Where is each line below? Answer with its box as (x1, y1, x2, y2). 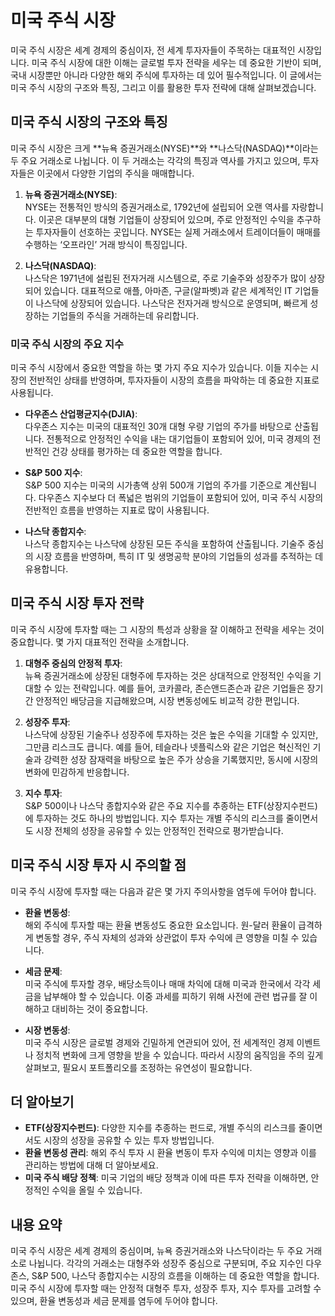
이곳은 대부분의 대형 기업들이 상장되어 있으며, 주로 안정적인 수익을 (38, 213, 295, 225)
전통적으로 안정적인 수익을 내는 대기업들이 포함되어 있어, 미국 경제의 (46, 433, 311, 445)
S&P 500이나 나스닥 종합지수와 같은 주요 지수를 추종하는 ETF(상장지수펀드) (24, 799, 318, 811)
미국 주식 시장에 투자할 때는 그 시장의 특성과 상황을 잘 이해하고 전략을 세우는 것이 (10, 623, 325, 635)
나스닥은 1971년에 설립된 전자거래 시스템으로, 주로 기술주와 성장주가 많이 (24, 272, 307, 284)
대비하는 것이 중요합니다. (51, 1002, 148, 1015)
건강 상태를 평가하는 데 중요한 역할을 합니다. (51, 446, 223, 458)
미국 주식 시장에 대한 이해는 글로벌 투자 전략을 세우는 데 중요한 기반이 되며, (31, 56, 322, 68)
